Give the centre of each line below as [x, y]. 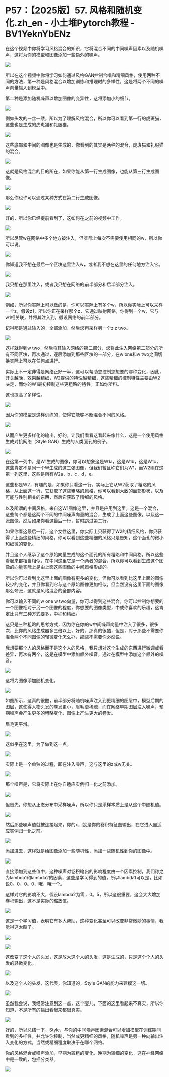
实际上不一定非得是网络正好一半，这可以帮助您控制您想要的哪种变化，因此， [84, 371]
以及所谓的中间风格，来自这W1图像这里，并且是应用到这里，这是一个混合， [83, 508]
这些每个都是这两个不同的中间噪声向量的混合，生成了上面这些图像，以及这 [82, 514]
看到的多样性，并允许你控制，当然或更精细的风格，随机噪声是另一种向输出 [82, 1036]
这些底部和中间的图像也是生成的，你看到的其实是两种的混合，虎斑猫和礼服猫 [84, 145]
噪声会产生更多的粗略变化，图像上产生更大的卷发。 [62, 713]
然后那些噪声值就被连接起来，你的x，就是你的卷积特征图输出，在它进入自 [81, 824]
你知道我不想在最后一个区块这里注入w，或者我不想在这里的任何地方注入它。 [84, 264]
